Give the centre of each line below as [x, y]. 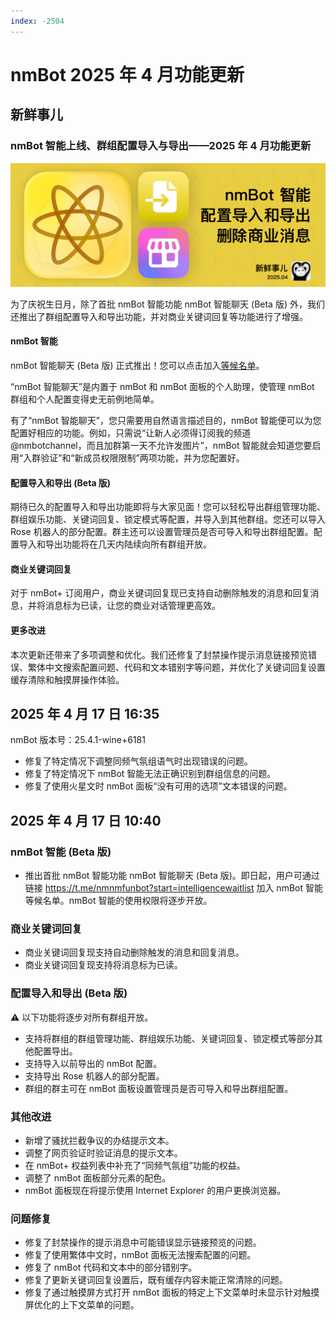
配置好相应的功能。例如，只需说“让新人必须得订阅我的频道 [131, 433]
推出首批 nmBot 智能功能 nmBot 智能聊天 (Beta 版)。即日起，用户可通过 [172, 876]
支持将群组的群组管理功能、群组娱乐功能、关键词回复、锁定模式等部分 [169, 1038]
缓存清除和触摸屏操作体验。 [67, 679]
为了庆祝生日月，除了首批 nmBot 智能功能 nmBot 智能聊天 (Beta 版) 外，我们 [167, 304]
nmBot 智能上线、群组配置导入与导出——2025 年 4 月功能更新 [161, 146]
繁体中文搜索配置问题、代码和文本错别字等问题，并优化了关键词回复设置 [176, 667]
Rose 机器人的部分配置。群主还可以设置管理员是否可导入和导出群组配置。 [162, 532]
